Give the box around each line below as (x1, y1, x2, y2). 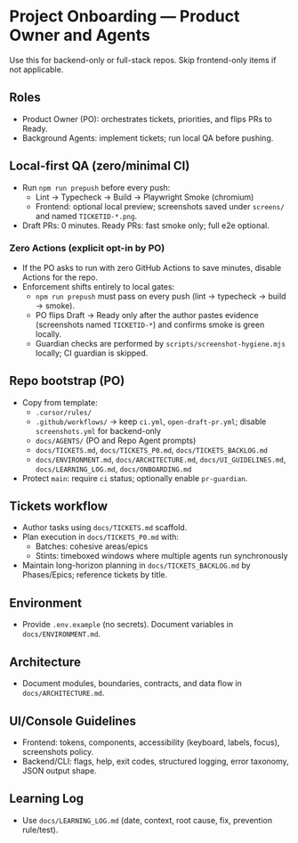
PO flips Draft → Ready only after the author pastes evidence (35, 309, 260, 320)
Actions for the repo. (21, 272, 98, 282)
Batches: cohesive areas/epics (35, 541, 149, 552)
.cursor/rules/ (35, 408, 92, 417)
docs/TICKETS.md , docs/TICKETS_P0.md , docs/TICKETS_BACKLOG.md (35, 444, 269, 455)
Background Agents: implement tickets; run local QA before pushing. (21, 132, 274, 143)
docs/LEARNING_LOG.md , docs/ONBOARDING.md (35, 463, 192, 474)
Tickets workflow (9, 499, 109, 514)
